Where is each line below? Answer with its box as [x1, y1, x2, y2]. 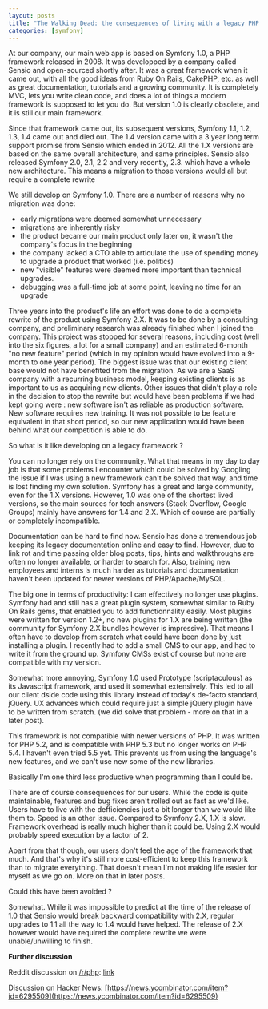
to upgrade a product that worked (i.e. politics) [19, 257, 174, 267]
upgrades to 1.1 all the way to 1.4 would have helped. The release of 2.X [8, 919, 244, 929]
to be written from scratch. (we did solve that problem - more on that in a [8, 707, 249, 717]
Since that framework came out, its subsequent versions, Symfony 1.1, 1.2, [8, 123, 252, 133]
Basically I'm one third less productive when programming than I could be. [8, 772, 254, 782]
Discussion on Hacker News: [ [8, 983, 108, 993]
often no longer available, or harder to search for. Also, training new [8, 557, 231, 567]
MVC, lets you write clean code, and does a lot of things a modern [8, 91, 226, 101]
